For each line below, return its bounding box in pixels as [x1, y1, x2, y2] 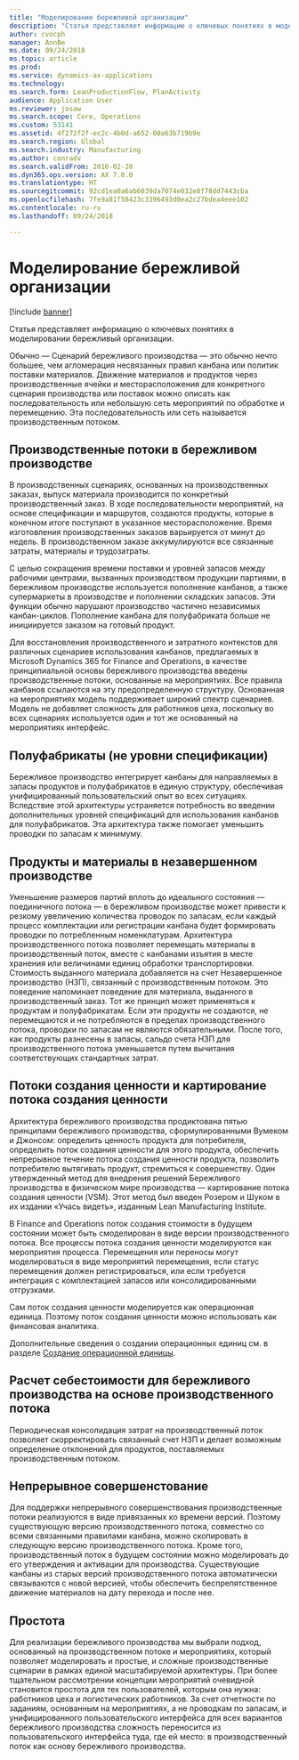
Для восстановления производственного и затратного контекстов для [9, 637, 279, 648]
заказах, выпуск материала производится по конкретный [9, 489, 229, 499]
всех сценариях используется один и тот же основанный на [9, 713, 238, 724]
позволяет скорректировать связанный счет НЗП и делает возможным [9, 1434, 282, 1445]
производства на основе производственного [9, 1387, 274, 1402]
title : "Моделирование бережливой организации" [9, 12, 190, 22]
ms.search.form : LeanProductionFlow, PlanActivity [9, 87, 201, 96]
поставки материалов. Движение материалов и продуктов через [9, 369, 258, 379]
